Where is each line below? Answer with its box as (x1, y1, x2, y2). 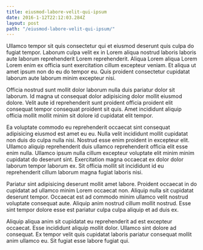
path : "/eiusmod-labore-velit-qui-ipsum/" (6, 25, 115, 32)
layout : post (6, 20, 39, 26)
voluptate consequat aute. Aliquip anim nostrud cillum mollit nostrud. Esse (6, 200, 191, 207)
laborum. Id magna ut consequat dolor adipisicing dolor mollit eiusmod (6, 93, 182, 100)
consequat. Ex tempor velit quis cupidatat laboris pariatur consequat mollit (6, 231, 192, 238)
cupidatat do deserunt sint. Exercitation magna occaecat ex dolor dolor (6, 156, 184, 163)
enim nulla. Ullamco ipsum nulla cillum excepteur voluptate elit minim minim (6, 150, 195, 157)
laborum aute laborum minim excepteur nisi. (6, 74, 116, 82)
